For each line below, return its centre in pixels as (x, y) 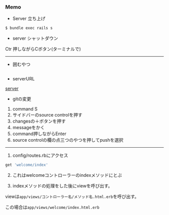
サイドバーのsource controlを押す (48, 115)
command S (25, 109)
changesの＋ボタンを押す (39, 121)
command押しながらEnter (39, 134)
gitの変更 (22, 99)
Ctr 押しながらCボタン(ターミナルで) (43, 49)
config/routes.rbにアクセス (40, 155)
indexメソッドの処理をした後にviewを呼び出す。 (62, 186)
